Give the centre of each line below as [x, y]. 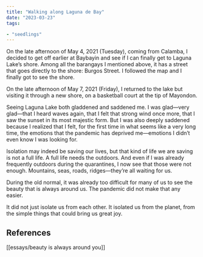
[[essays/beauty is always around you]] [56, 247]
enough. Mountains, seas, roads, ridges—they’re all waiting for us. [89, 171]
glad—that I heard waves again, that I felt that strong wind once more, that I [101, 114]
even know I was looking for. [42, 140]
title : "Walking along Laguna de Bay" [55, 12]
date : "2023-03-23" [31, 18]
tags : [13, 23]
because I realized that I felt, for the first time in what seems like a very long [101, 127]
